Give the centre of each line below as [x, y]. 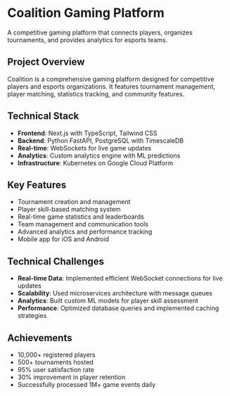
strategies [32, 316]
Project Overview [46, 62]
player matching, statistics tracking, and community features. [96, 94]
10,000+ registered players [57, 355]
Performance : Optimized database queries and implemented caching [118, 308]
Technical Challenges [56, 261]
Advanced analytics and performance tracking [85, 232]
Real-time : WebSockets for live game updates [84, 148]
